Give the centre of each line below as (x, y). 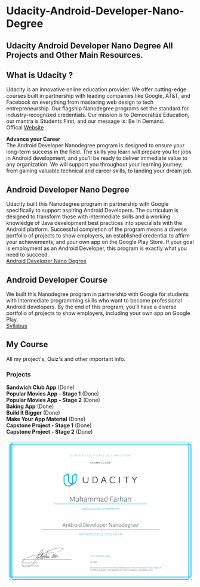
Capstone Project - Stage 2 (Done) (50, 432)
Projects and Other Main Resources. (75, 55)
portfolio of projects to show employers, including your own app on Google (98, 313)
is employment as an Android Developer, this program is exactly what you (96, 248)
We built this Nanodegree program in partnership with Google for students (98, 294)
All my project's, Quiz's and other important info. (66, 359)
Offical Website (25, 128)
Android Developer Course (57, 279)
